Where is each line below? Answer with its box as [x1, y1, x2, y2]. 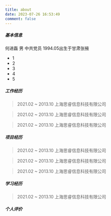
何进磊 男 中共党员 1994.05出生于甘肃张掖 [5, 45, 89, 52]
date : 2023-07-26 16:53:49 [5, 12, 60, 17]
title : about [5, 7, 32, 12]
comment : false [5, 16, 36, 21]
